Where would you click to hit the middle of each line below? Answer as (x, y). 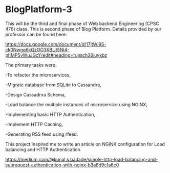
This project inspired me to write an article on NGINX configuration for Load (85, 144)
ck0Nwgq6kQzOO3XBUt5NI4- (37, 50)
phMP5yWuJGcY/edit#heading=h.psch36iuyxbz (56, 55)
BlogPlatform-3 (39, 9)
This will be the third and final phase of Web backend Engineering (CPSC (82, 23)
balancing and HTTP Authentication (43, 150)
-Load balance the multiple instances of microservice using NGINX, (76, 104)
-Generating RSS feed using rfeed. (42, 134)
